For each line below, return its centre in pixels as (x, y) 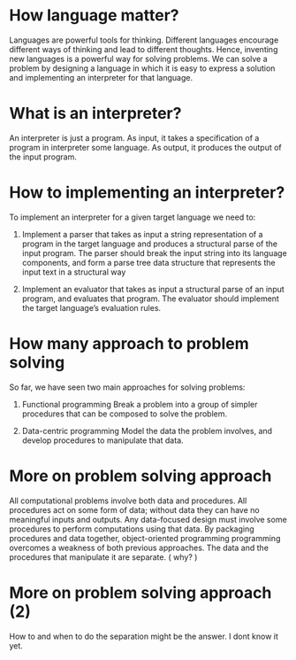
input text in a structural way (74, 272)
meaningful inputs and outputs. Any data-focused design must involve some (148, 519)
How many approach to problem (129, 344)
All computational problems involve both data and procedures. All (128, 501)
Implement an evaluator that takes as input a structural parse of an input (153, 289)
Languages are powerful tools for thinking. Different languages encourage (144, 40)
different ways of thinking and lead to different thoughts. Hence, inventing (144, 49)
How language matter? (94, 16)
